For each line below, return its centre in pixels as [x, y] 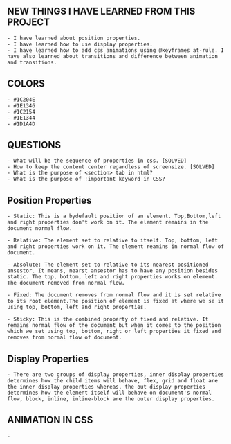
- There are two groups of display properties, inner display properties [116, 375]
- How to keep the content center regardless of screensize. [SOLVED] [111, 167]
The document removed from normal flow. [66, 283]
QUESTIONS [34, 145]
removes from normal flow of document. [65, 338]
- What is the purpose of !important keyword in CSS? [86, 179]
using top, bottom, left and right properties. [77, 308]
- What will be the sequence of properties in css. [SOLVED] [97, 161]
